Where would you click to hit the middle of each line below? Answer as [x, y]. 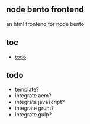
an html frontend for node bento [45, 24]
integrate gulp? [33, 115]
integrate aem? [33, 96]
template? [27, 89]
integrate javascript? [40, 102]
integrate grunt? [34, 108]
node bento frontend [45, 10]
